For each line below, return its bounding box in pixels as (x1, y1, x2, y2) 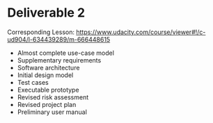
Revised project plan (17, 100, 77, 108)
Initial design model (17, 71, 74, 79)
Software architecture (17, 63, 80, 72)
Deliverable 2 (7, 5, 86, 21)
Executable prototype (17, 85, 79, 94)
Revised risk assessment (17, 92, 89, 101)
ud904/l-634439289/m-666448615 (7, 35, 111, 43)
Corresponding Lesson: (7, 28, 75, 36)
